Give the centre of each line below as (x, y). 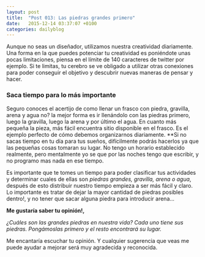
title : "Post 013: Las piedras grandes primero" (71, 18)
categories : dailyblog (35, 29)
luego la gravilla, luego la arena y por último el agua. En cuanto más (91, 121)
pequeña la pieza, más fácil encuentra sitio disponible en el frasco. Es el (97, 128)
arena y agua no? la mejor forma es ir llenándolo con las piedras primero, (99, 115)
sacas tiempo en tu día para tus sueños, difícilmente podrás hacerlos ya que (102, 141)
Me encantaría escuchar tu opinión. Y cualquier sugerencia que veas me (98, 240)
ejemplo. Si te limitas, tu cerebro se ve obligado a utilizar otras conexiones (100, 66)
